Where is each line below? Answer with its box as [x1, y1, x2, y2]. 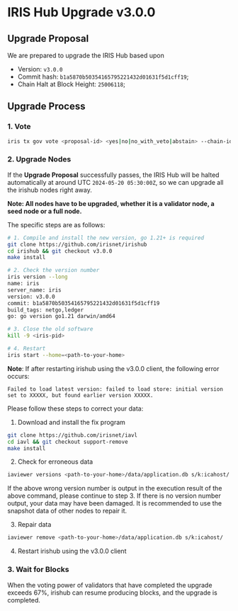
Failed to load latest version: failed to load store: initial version [7, 385, 223, 393]
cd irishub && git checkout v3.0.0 [7, 247, 113, 255]
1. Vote [7, 122, 31, 132]
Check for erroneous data [17, 457, 93, 466]
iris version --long [7, 273, 69, 280]
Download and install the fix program [17, 418, 126, 426]
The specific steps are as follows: [7, 220, 106, 229]
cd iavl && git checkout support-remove [7, 438, 129, 445]
